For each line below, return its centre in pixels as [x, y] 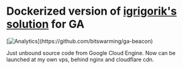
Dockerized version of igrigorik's [92, 11]
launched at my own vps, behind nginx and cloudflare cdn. [80, 59]
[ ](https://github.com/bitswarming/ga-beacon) [80, 41]
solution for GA [45, 24]
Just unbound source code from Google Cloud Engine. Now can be [91, 53]
